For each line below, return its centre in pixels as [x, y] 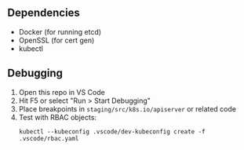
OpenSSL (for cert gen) [56, 40]
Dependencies [44, 13]
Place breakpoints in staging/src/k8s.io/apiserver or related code [127, 108]
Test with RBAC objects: [58, 117]
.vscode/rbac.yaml [49, 138]
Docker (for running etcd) [60, 31]
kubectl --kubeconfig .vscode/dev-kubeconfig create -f [112, 132]
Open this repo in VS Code [62, 92]
